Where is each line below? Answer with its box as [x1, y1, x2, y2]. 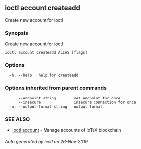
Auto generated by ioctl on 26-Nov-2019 [5, 138, 88, 144]
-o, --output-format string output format [9, 104, 103, 109]
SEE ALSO [5, 116, 30, 123]
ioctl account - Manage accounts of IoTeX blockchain [12, 127, 121, 133]
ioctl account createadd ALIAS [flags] [5, 50, 88, 55]
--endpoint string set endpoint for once [18, 96, 121, 100]
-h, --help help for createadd [9, 73, 79, 78]
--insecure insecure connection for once [18, 100, 136, 105]
